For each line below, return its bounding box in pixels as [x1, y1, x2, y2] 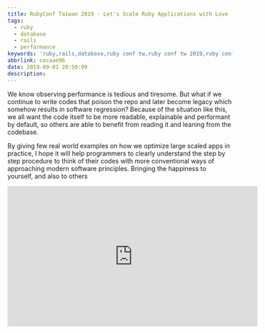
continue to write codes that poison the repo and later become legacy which [7, 97, 232, 106]
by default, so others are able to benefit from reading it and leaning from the [7, 120, 231, 128]
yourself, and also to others [7, 172, 88, 180]
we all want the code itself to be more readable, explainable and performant [7, 112, 231, 121]
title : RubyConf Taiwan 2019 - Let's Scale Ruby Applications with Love [7, 10, 229, 18]
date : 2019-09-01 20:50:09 [7, 63, 88, 71]
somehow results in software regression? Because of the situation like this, [7, 105, 228, 113]
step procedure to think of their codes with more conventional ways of [7, 156, 214, 165]
